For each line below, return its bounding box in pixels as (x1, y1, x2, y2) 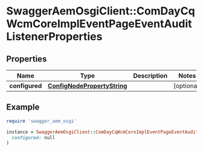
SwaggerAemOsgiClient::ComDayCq (6, 4, 195, 18)
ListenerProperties (6, 30, 103, 43)
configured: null (11, 134, 56, 141)
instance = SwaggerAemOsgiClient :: (6, 129, 96, 135)
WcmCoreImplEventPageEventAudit (6, 17, 192, 31)
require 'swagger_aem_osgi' (6, 118, 77, 124)
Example (6, 102, 40, 112)
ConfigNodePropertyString (47, 82, 127, 90)
